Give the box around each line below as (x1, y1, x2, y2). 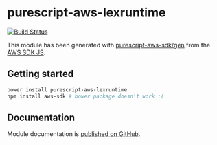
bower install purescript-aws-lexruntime (7, 86, 128, 93)
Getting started (7, 68, 74, 80)
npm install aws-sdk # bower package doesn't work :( (7, 93, 165, 100)
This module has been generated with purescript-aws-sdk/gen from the (7, 41, 211, 49)
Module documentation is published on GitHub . (7, 130, 141, 138)
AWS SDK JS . (7, 48, 46, 56)
